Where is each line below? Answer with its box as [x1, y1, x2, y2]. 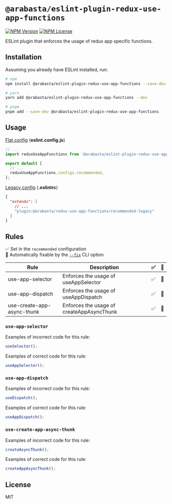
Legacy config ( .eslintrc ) [5, 184, 58, 191]
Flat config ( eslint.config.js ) [5, 137, 66, 143]
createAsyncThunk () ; [5, 447, 50, 452]
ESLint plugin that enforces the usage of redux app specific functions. [5, 38, 153, 44]
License [5, 480, 31, 489]
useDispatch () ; [5, 395, 38, 401]
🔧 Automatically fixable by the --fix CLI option [5, 251, 104, 258]
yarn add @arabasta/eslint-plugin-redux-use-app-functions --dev [5, 95, 147, 100]
